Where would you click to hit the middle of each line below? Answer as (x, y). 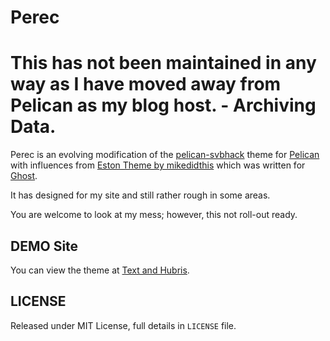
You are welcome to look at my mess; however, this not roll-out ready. (154, 215)
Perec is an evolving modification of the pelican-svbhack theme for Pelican (165, 155)
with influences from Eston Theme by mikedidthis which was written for (158, 165)
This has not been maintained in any (163, 63)
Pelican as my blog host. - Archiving (163, 105)
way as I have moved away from (146, 84)
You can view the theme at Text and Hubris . (100, 270)
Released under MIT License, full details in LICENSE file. (123, 325)
